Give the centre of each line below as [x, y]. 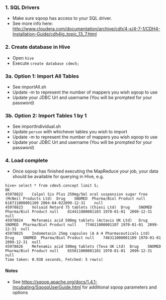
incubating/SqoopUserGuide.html [46, 287]
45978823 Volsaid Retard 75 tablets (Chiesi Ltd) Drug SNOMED [79, 207]
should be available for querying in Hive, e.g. [58, 177]
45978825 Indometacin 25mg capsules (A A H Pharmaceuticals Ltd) [78, 234]
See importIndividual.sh [37, 126]
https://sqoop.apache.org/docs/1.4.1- [60, 282]
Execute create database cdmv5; [46, 63]
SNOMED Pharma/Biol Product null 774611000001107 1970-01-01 [74, 225]
